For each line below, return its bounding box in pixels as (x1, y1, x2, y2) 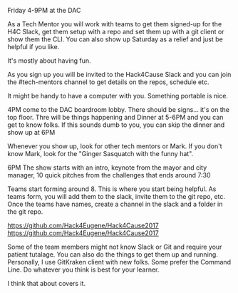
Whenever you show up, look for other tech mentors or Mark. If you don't (7, 142, 222, 150)
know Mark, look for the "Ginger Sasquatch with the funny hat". (7, 150, 194, 158)
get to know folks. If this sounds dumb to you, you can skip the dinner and (7, 120, 225, 129)
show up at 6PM (7, 128, 56, 136)
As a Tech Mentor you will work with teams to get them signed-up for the (7, 20, 222, 28)
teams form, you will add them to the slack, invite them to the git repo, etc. (7, 192, 226, 200)
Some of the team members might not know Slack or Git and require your (7, 242, 222, 251)
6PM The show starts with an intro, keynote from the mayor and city (7, 163, 207, 172)
